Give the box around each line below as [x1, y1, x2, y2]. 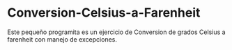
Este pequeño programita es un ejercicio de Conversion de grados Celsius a [7, 28, 226, 36]
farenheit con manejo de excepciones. [7, 35, 117, 43]
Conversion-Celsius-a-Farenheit [7, 5, 201, 21]
